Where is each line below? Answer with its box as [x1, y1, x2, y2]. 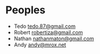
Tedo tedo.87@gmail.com [13, 23, 76, 30]
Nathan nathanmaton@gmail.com [13, 35, 94, 42]
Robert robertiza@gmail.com [13, 28, 83, 35]
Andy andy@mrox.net [13, 41, 66, 48]
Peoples [5, 3, 46, 17]
